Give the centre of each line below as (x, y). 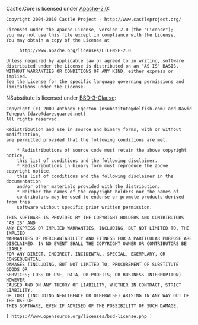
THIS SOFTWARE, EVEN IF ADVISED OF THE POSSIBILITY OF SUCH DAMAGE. (92, 306)
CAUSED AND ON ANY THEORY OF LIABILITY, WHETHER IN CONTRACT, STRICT (94, 285)
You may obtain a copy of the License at (58, 40)
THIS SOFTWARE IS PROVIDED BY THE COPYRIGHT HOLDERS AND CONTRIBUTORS (95, 218)
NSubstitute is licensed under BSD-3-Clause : (61, 98)
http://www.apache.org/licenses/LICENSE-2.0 (75, 50)
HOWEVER (16, 280)
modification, (24, 135)
